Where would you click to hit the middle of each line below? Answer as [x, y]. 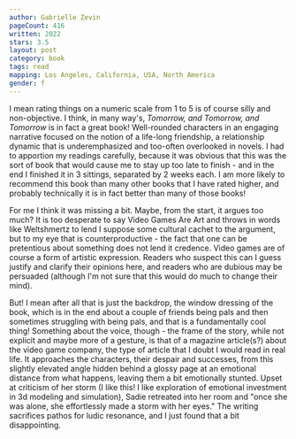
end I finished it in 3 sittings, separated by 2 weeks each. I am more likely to [147, 174]
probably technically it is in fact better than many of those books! [127, 193]
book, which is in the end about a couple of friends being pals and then [139, 312]
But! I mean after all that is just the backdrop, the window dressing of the [141, 303]
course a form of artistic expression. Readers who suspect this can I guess [145, 257]
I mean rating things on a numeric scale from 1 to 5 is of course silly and [140, 108]
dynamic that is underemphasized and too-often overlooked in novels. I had [147, 146]
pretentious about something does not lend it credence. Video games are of [147, 248]
